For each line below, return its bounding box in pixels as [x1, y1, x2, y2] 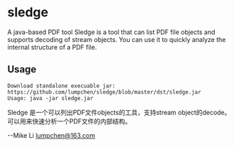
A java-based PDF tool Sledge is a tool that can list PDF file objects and [7, 28, 216, 36]
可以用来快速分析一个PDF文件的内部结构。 [7, 116, 132, 125]
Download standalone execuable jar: [7, 82, 116, 89]
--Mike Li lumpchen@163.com [7, 131, 96, 139]
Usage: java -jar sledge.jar [7, 94, 94, 102]
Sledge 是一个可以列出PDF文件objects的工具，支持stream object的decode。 [7, 108, 231, 116]
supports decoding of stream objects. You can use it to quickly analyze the [7, 35, 226, 43]
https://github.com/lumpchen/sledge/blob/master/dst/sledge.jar [7, 88, 201, 96]
